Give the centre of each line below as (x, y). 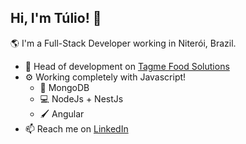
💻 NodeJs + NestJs (81, 98)
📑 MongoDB (64, 87)
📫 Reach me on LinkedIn (76, 128)
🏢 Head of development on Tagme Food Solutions (127, 66)
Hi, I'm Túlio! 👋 (56, 18)
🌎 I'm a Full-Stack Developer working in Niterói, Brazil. (123, 43)
